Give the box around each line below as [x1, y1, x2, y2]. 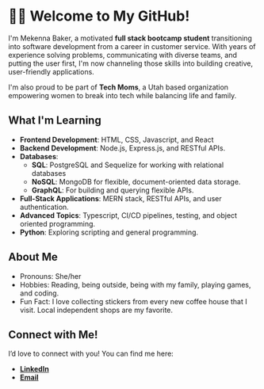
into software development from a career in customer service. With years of [8, 41, 256, 51]
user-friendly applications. [8, 67, 95, 76]
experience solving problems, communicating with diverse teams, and [8, 50, 238, 59]
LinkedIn [19, 364, 49, 374]
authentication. [19, 202, 69, 212]
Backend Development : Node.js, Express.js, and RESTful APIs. [19, 143, 226, 153]
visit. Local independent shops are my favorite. [19, 305, 173, 315]
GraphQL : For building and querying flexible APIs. [31, 185, 194, 195]
